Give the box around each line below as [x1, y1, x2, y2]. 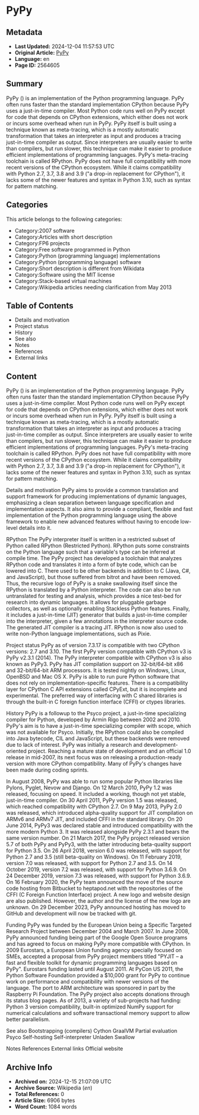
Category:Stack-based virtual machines [14, 277, 112, 284]
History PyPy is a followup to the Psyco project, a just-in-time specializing [6, 710, 187, 717]
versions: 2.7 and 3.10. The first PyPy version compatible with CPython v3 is [6, 648, 192, 655]
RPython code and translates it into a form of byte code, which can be [6, 561, 177, 568]
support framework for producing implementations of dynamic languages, [6, 493, 187, 500]
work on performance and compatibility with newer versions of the [6, 978, 169, 985]
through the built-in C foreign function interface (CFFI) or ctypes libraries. [6, 698, 186, 705]
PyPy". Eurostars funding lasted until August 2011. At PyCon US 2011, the [6, 966, 184, 973]
